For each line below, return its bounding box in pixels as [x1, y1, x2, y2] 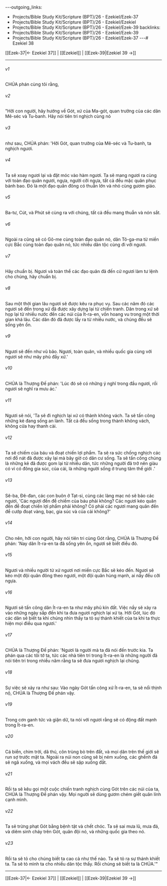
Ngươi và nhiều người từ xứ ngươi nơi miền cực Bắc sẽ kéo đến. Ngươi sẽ [5, 567, 154, 573]
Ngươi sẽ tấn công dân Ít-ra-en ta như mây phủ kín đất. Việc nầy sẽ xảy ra [5, 605, 157, 611]
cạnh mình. [5, 797, 28, 802]
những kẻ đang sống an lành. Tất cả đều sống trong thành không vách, [5, 418, 151, 424]
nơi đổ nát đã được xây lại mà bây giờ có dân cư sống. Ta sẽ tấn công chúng [5, 455, 162, 461]
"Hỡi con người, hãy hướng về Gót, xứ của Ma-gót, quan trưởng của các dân [5, 108, 161, 114]
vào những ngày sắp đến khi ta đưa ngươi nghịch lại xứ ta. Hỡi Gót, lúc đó [5, 610, 156, 616]
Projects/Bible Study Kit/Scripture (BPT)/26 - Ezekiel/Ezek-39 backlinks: [12, 24, 161, 30]
